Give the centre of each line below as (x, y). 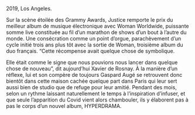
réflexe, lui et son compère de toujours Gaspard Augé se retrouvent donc (94, 75)
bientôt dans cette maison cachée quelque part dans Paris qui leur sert (92, 81)
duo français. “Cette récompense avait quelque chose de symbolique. (90, 51)
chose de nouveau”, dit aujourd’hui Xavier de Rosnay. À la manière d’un (92, 69)
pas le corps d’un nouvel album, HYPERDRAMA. (64, 106)
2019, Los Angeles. (29, 9)
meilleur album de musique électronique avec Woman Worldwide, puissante (97, 26)
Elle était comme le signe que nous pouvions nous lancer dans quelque (92, 62)
